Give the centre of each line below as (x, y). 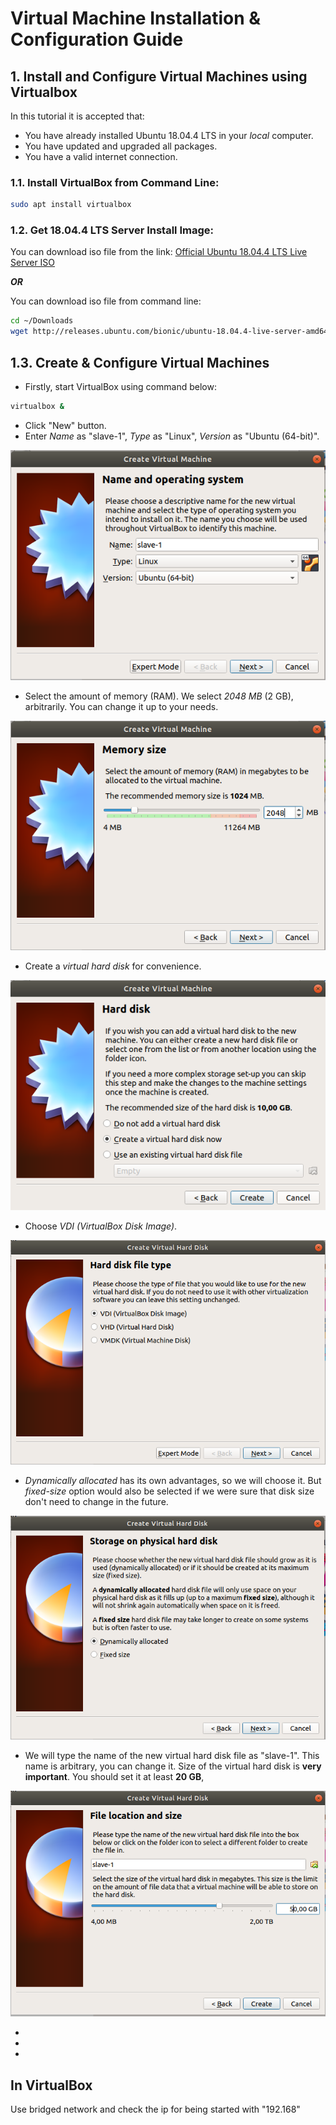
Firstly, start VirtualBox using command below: (120, 387)
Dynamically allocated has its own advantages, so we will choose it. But (173, 1480)
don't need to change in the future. (96, 1501)
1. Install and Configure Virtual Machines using (159, 76)
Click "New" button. (65, 425)
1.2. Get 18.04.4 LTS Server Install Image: (112, 230)
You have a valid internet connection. (101, 156)
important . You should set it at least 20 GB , (114, 1777)
